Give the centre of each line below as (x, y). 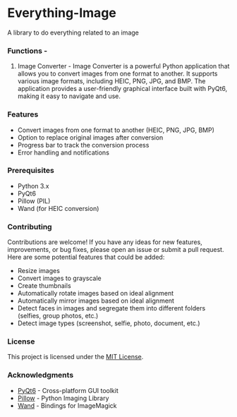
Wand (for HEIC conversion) (58, 208)
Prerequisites (31, 171)
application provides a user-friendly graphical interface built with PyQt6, (122, 89)
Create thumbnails (44, 286)
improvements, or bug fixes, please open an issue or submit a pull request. (116, 250)
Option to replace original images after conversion (90, 137)
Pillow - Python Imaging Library (63, 398)
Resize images (38, 271)
